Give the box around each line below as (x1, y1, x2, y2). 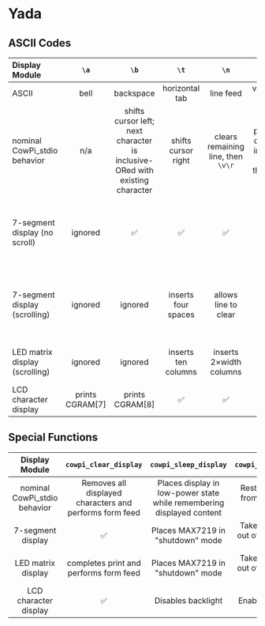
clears (214, 131, 238, 142)
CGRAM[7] (65, 399, 106, 409)
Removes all (81, 477, 127, 488)
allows (214, 289, 238, 300)
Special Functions (8, 431, 99, 444)
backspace (114, 88, 155, 99)
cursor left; (114, 115, 155, 126)
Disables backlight (154, 594, 223, 605)
